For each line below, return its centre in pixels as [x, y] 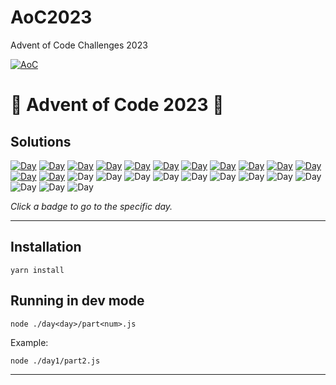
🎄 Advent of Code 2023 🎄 [117, 105]
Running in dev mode [77, 301]
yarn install [37, 270]
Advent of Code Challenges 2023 [79, 45]
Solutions [41, 141]
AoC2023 [51, 17]
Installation [46, 247]
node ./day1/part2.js [55, 361]
